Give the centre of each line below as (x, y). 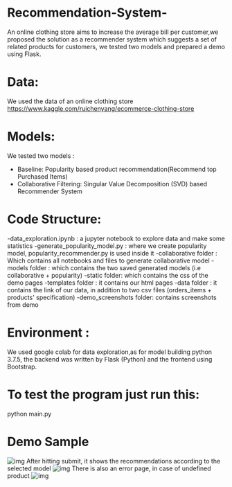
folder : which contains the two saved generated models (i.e (115, 267)
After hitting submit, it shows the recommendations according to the (124, 461)
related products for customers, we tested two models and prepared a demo (116, 46)
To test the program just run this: (104, 395)
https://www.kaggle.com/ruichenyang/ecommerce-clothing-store (101, 108)
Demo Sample (48, 442)
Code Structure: (54, 219)
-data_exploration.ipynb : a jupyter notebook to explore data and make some (116, 238)
